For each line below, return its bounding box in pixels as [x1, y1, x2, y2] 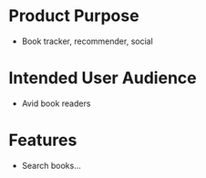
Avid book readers [21, 98, 91, 109]
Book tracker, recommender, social [21, 36, 154, 47]
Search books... [21, 160, 81, 171]
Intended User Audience [8, 68, 197, 89]
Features [8, 130, 77, 151]
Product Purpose [8, 5, 139, 26]
